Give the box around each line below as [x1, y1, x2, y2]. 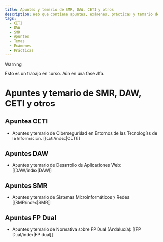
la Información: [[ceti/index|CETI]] [12, 135, 81, 141]
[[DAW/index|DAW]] [12, 167, 52, 173]
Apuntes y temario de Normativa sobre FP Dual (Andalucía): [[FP [12, 226, 142, 232]
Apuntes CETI [5, 117, 48, 125]
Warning [5, 61, 22, 67]
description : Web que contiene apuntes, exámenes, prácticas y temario [5, 12, 153, 17]
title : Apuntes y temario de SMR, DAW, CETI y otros [5, 7, 114, 12]
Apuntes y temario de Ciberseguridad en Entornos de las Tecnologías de [12, 130, 158, 136]
